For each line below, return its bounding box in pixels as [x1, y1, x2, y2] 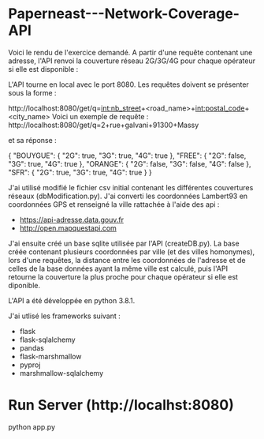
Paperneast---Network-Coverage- [8, 5, 240, 23]
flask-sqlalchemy [19, 335, 76, 344]
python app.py [8, 422, 56, 431]
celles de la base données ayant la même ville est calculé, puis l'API [8, 264, 229, 273]
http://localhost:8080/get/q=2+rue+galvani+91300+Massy [8, 120, 199, 129]
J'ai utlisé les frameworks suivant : [8, 311, 121, 321]
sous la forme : [8, 88, 57, 97]
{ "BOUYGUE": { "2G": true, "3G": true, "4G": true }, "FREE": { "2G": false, [8, 151, 247, 160]
